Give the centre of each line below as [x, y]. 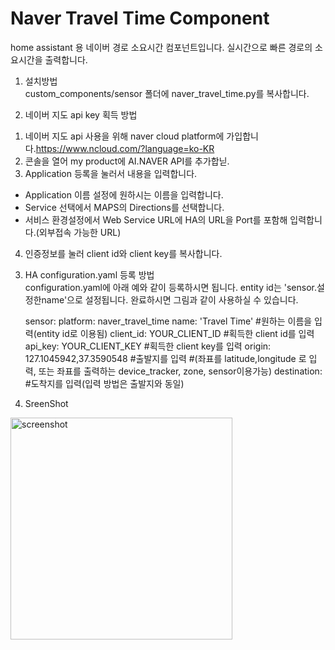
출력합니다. [66, 59]
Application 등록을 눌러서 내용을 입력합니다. [111, 173]
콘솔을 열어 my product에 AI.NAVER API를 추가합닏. [127, 161]
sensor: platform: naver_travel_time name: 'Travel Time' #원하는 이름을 [168, 321]
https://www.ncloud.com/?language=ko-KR [125, 148]
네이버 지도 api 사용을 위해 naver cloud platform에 [124, 136]
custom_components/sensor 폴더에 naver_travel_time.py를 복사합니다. [167, 93]
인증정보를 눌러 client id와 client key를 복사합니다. [123, 253]
